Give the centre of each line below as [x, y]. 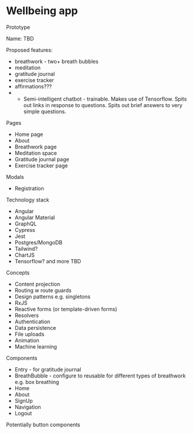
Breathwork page [36, 147]
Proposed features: [29, 50]
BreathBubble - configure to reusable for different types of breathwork [100, 376]
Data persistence [35, 327]
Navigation [28, 407]
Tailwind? [26, 249]
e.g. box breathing [37, 382]
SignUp [24, 400]
